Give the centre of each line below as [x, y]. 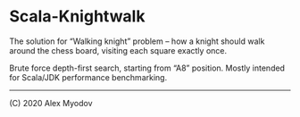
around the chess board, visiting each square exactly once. [118, 50]
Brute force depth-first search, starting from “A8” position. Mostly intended [147, 68]
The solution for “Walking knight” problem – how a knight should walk [137, 41]
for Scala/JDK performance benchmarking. [88, 77]
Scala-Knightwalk [77, 17]
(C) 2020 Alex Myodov [51, 103]
